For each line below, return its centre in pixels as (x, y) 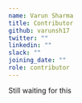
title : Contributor (41, 23)
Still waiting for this (40, 90)
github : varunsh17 (39, 30)
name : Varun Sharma (41, 16)
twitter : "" (28, 38)
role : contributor (39, 68)
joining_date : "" (37, 61)
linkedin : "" (30, 46)
